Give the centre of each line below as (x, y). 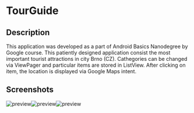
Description (28, 32)
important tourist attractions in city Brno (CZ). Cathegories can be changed (97, 59)
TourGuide (32, 11)
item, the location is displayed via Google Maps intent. (71, 71)
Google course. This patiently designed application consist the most (88, 53)
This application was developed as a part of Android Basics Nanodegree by (97, 46)
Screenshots (30, 90)
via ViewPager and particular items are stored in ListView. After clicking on (96, 65)
